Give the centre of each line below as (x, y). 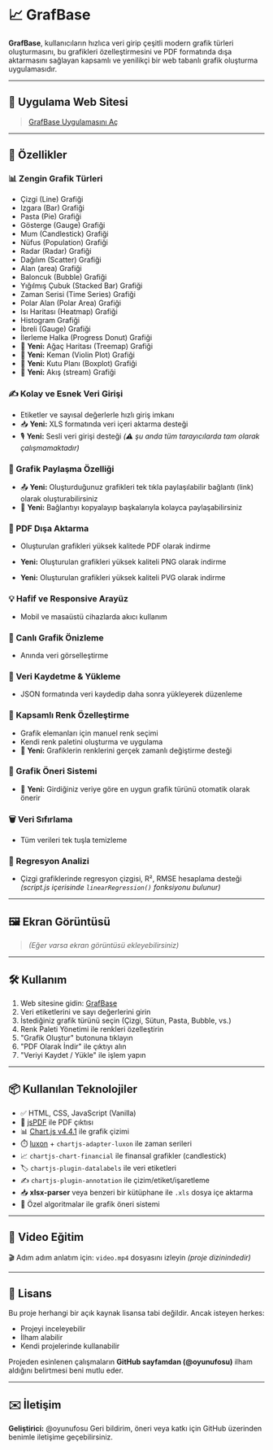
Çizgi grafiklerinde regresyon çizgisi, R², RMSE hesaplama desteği (131, 879)
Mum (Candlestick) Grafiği (64, 234)
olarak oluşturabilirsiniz (59, 499)
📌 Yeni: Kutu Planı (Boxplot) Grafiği (78, 364)
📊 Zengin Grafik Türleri (56, 179)
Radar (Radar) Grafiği (56, 251)
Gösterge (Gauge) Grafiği (63, 225)
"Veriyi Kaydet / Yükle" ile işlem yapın (83, 1055)
